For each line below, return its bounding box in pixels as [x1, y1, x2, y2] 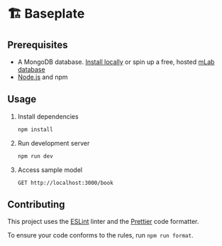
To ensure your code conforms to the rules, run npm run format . [7, 231, 194, 240]
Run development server [17, 139, 90, 147]
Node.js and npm [17, 73, 68, 81]
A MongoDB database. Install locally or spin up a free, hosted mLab [17, 58, 215, 66]
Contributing [7, 198, 65, 210]
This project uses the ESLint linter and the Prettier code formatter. [7, 218, 199, 226]
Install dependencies [17, 112, 79, 121]
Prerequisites [7, 38, 68, 50]
